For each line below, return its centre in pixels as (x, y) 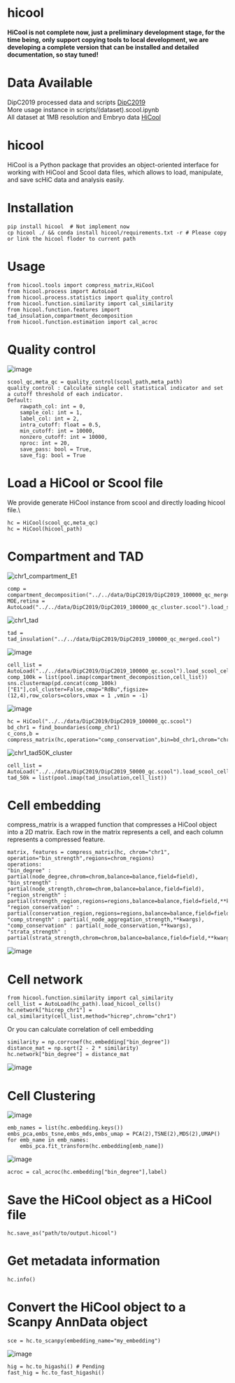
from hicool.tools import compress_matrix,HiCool (81, 285)
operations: (24, 865)
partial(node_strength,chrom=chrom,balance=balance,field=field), (106, 889)
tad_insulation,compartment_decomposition (70, 316)
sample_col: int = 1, (51, 412)
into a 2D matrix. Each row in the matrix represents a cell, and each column (115, 832)
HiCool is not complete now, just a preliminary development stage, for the (116, 32)
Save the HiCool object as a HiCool (109, 1200)
